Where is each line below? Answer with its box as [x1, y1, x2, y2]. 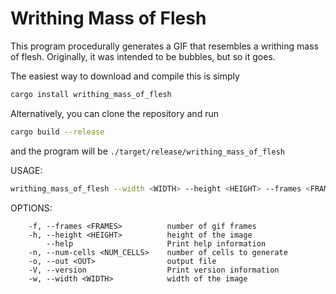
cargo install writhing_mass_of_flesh [10, 89, 172, 99]
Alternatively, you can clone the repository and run [10, 107, 219, 119]
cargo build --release [10, 127, 105, 137]
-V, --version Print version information [28, 265, 280, 275]
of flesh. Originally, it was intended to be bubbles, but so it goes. [10, 50, 276, 62]
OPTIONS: [10, 202, 53, 214]
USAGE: [10, 164, 43, 176]
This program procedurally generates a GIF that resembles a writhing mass [10, 40, 319, 52]
